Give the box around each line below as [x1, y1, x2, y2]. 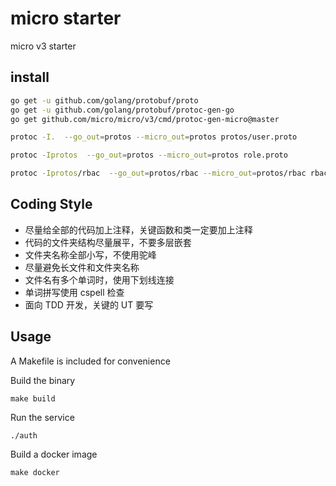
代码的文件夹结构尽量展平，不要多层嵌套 [24, 236, 192, 248]
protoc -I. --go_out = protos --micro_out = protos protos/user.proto [10, 132, 298, 142]
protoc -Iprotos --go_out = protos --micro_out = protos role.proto [10, 150, 288, 161]
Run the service [10, 411, 75, 423]
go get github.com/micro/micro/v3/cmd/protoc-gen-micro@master [10, 114, 280, 124]
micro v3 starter [10, 40, 77, 52]
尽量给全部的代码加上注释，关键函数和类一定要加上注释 [24, 223, 253, 236]
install [10, 69, 50, 86]
